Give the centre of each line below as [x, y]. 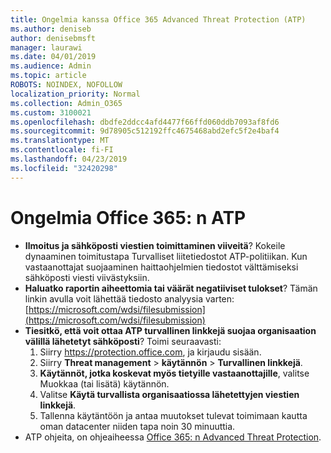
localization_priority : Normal [75, 94]
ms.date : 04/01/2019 [53, 57]
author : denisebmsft [53, 38]
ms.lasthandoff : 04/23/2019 [69, 159]
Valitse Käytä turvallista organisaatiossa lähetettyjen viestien [169, 394]
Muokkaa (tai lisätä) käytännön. [104, 383]
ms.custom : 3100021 [51, 112]
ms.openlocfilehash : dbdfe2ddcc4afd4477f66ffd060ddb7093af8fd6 [145, 122]
